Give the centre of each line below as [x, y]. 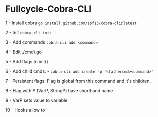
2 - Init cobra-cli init [28, 32]
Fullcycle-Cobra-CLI [48, 9]
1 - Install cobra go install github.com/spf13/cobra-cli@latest [71, 23]
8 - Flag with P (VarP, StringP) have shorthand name [59, 90]
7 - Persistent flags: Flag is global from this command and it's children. [78, 81]
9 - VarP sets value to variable [36, 100]
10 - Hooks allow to [25, 110]
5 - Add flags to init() [27, 61]
